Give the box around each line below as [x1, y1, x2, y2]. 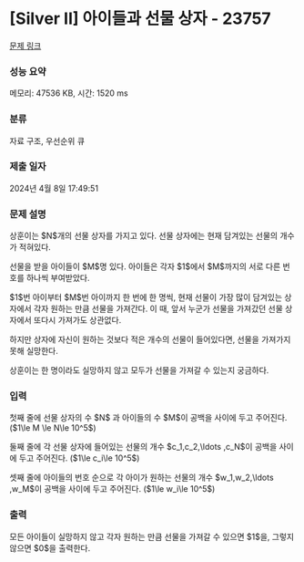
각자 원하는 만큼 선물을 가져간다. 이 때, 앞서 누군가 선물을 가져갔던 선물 [33, 303, 284, 315]
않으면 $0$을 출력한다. [9, 542, 91, 553]
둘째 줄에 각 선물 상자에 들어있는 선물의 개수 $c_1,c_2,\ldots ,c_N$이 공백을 [9, 442, 278, 453]
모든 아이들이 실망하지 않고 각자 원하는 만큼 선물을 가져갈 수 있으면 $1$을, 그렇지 [9, 531, 294, 542]
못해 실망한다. [9, 346, 59, 357]
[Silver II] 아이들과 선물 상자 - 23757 [9, 8, 271, 29]
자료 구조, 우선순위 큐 [9, 135, 85, 146]
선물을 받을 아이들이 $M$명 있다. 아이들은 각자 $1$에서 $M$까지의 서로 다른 [9, 261, 281, 272]
